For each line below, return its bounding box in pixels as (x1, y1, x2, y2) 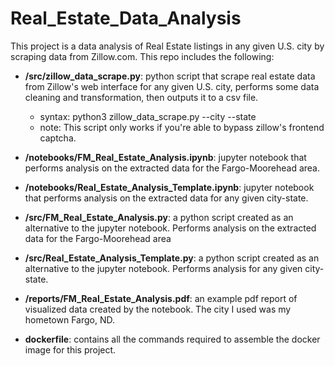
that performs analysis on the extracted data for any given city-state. (24, 192, 309, 204)
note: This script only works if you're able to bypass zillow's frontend (39, 121, 325, 133)
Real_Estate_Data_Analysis (10, 7, 242, 30)
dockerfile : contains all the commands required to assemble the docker (24, 333, 321, 345)
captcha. (39, 132, 77, 144)
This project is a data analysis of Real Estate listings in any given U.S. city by (10, 40, 325, 52)
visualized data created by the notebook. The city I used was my (24, 303, 292, 315)
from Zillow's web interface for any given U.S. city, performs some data (24, 80, 320, 92)
